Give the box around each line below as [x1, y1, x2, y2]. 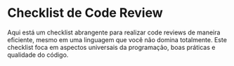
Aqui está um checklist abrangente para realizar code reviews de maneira [7, 28, 221, 37]
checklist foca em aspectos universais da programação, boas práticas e [7, 43, 216, 51]
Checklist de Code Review [7, 5, 163, 21]
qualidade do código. [7, 51, 69, 59]
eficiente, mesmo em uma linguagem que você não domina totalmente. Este [7, 35, 227, 44]
